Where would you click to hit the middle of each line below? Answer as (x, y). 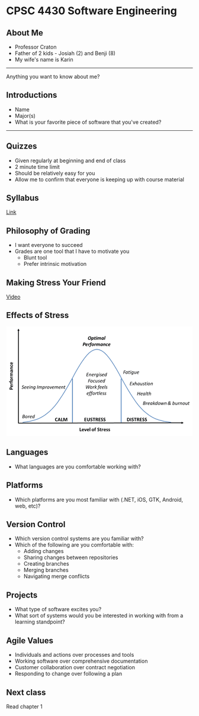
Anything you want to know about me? (53, 76)
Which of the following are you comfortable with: (74, 545)
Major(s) (25, 115)
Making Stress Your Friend (56, 282)
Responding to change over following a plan (68, 674)
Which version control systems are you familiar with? (79, 539)
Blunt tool (35, 258)
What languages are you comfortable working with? (78, 467)
